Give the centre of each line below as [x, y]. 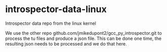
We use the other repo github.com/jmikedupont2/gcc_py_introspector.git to [83, 33]
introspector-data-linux [56, 9]
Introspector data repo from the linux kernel [51, 23]
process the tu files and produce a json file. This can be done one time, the [83, 38]
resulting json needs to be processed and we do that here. [66, 43]
